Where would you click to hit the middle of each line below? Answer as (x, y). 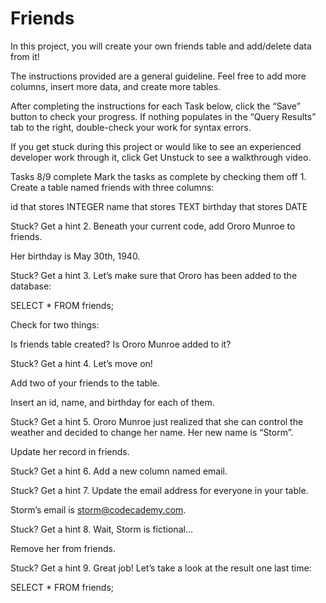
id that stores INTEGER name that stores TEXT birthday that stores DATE (159, 206)
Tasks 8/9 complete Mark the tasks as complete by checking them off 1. (158, 176)
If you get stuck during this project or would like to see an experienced (156, 146)
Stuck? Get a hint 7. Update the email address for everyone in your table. (159, 490)
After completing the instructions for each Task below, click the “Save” (155, 106)
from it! (25, 56)
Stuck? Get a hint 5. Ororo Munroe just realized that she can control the (157, 421)
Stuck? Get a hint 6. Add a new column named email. (119, 471)
